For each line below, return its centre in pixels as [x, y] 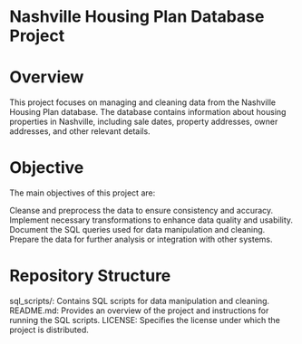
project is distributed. [49, 330]
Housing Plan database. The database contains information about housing [148, 112]
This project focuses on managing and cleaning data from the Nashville [143, 102]
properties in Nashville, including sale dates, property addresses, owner [144, 122]
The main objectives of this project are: [83, 193]
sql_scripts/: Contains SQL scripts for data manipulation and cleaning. [140, 301]
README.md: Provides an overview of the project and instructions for [139, 311]
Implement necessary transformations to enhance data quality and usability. [151, 220]
